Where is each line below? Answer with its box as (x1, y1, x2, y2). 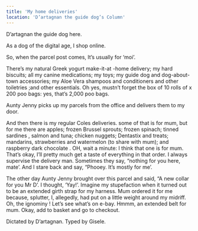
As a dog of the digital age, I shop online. (6, 42, 106, 49)
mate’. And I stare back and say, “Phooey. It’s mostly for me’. (6, 163, 152, 171)
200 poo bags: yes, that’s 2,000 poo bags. (6, 90, 109, 97)
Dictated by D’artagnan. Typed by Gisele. (6, 217, 106, 225)
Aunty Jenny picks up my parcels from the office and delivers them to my (6, 101, 185, 108)
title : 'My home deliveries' (6, 8, 78, 15)
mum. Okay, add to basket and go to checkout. (6, 206, 120, 213)
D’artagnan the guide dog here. (6, 30, 82, 37)
